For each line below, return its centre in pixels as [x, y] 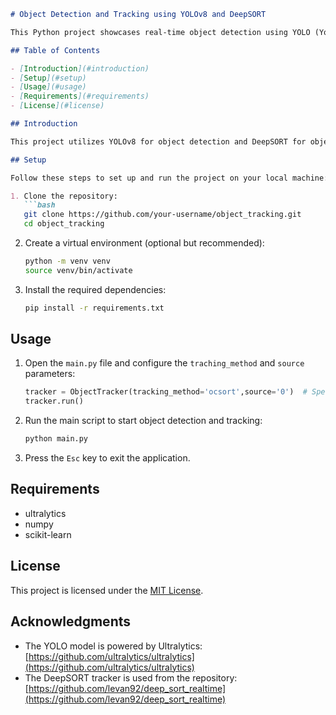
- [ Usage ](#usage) [48, 87]
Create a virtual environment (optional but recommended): [144, 243]
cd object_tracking [64, 224]
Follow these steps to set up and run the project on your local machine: [169, 178]
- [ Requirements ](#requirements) [80, 96]
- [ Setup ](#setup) [48, 78]
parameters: [50, 374]
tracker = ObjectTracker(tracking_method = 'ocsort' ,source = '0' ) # [166, 392]
